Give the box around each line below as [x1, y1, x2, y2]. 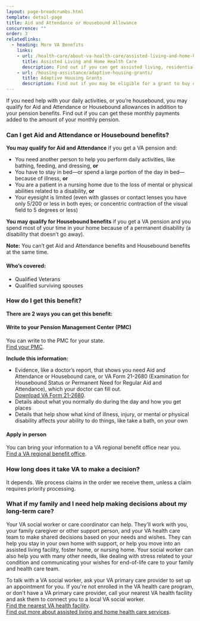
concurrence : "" [6, 25, 46, 32]
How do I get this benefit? [6, 297, 82, 305]
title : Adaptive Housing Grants [21, 75, 102, 81]
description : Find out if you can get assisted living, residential [21, 64, 196, 70]
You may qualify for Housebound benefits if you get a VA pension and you [6, 218, 191, 225]
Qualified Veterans [14, 275, 61, 283]
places [14, 404, 32, 411]
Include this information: [6, 355, 68, 362]
